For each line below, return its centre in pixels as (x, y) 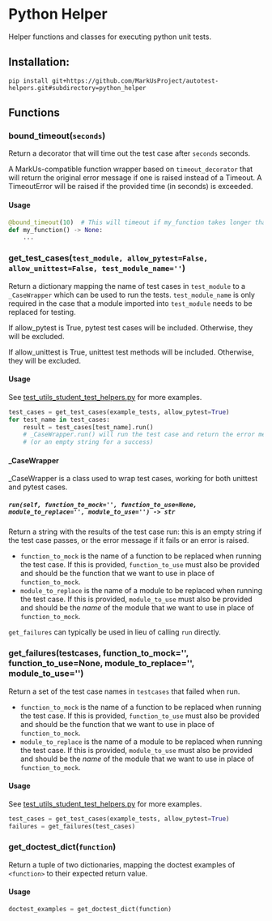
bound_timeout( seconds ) (57, 136)
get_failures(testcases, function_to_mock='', (98, 653)
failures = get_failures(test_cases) (72, 826)
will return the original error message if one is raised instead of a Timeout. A (135, 178)
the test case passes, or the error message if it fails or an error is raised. (129, 540)
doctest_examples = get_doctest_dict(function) (90, 910)
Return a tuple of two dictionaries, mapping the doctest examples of (122, 864)
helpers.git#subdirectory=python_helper (78, 88)
